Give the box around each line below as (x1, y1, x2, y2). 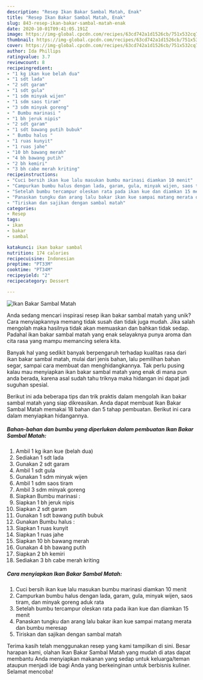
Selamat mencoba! (7, 668, 54, 675)
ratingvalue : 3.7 (7, 54, 51, 60)
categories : (7, 205, 37, 211)
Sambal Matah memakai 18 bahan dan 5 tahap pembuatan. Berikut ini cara (7, 405, 192, 412)
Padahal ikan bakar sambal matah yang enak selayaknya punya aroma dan (7, 330, 192, 338)
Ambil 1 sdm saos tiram (15, 480, 73, 487)
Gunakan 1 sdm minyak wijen (15, 473, 88, 480)
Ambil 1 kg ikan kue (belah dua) (15, 447, 93, 455)
